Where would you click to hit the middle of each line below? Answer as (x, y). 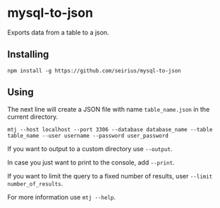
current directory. (33, 117)
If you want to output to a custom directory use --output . (90, 148)
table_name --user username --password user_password (88, 136)
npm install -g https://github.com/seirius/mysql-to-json (94, 71)
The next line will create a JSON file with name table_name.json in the (109, 109)
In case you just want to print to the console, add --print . (91, 162)
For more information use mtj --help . (62, 197)
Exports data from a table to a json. (58, 32)
